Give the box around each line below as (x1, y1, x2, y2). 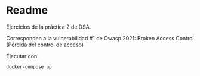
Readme (6, 4, 48, 17)
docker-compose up (6, 64, 52, 70)
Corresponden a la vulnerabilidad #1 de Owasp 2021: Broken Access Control (6, 34, 194, 42)
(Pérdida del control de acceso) (6, 41, 84, 48)
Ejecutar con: (6, 52, 39, 59)
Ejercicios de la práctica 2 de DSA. (6, 23, 91, 30)
